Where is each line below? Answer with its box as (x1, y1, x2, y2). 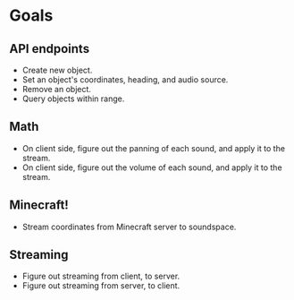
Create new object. (21, 64, 93, 75)
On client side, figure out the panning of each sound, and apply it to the (21, 142, 286, 153)
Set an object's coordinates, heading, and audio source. (21, 74, 229, 85)
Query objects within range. (21, 93, 125, 104)
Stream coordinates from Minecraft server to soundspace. (21, 221, 237, 232)
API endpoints (9, 41, 90, 56)
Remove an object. (21, 84, 92, 94)
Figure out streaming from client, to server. (21, 270, 181, 282)
